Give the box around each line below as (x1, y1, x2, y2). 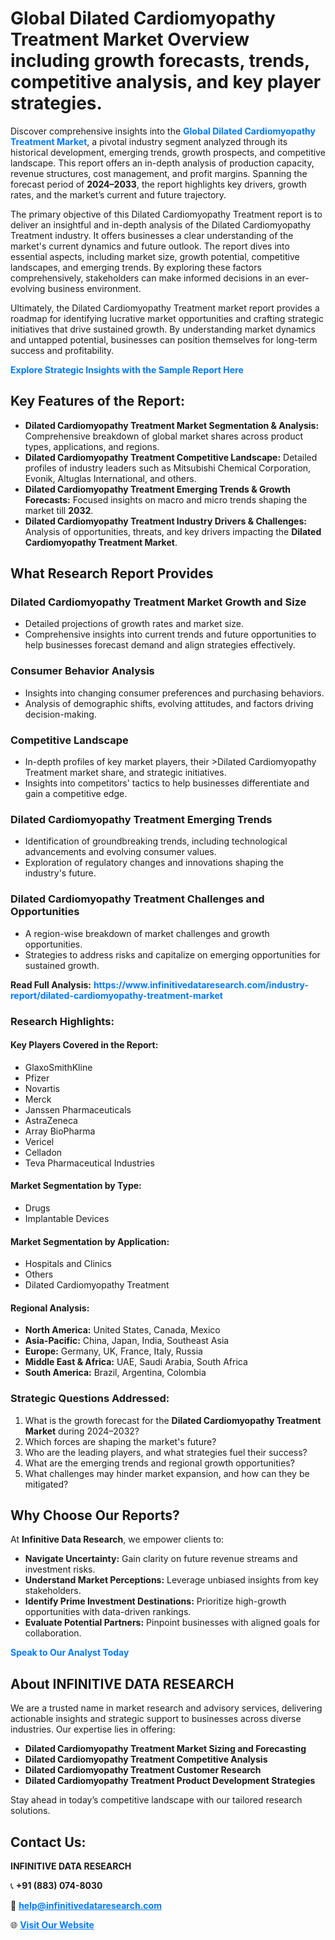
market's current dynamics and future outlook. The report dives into (10, 240, 290, 252)
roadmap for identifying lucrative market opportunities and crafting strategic (10, 312, 325, 324)
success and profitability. (10, 344, 115, 356)
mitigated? (24, 1478, 69, 1490)
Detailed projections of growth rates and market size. (24, 618, 244, 630)
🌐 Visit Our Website (10, 1919, 95, 1931)
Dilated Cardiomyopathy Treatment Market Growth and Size (10, 595, 307, 609)
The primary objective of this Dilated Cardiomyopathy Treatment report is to (10, 208, 323, 220)
